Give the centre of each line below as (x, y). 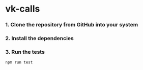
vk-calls (23, 9)
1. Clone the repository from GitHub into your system (72, 25)
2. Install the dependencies (39, 39)
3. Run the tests (25, 52)
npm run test (19, 62)
